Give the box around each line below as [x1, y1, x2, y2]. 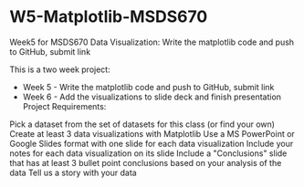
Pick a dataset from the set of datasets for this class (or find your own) [9, 119, 276, 130]
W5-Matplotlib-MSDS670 [9, 6, 208, 27]
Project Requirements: [22, 100, 107, 111]
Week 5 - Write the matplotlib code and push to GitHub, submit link [22, 81, 275, 92]
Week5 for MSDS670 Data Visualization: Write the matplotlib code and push [9, 36, 295, 47]
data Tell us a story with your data [9, 167, 137, 178]
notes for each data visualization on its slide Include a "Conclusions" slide [9, 148, 288, 159]
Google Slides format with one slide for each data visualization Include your [9, 138, 294, 149]
